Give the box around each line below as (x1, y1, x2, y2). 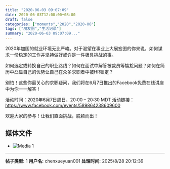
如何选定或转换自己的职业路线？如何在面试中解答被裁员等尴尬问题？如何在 (5, 63, 160, 68)
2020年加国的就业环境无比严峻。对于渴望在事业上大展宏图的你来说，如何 (5, 46, 158, 51)
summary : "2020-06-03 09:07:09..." (5, 31, 80, 36)
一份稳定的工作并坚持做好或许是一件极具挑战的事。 (9, 52, 116, 58)
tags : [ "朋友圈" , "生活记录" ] (5, 26, 62, 31)
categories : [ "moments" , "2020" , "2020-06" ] (5, 21, 96, 27)
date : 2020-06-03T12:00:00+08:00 (5, 12, 76, 17)
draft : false (5, 17, 33, 22)
